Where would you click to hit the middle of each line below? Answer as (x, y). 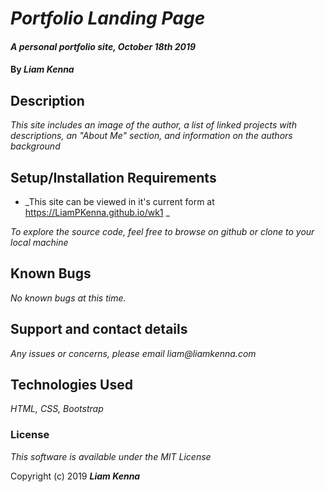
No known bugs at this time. (68, 298)
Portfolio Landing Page (108, 18)
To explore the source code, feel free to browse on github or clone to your (162, 231)
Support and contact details (99, 329)
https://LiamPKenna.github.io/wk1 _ (97, 212)
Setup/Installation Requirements (113, 177)
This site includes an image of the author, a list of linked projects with (153, 125)
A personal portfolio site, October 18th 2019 (103, 46)
